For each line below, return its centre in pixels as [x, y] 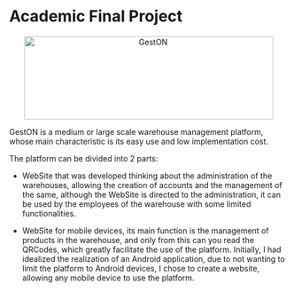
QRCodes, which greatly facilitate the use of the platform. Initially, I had [151, 249]
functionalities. [49, 213]
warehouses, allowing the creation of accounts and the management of [152, 185]
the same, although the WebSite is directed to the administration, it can [151, 194]
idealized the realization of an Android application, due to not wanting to [153, 258]
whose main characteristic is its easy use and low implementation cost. [139, 141]
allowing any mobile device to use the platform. [108, 278]
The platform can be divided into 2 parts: [84, 158]
